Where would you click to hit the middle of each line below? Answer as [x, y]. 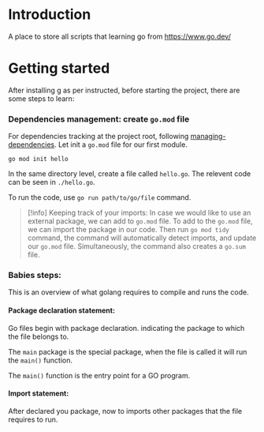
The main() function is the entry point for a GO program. [99, 375]
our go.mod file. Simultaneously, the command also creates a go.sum [137, 246]
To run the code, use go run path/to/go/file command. [100, 197]
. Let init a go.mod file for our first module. [121, 145]
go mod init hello [38, 160]
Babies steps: [35, 276]
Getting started [59, 68]
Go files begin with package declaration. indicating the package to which [126, 328]
